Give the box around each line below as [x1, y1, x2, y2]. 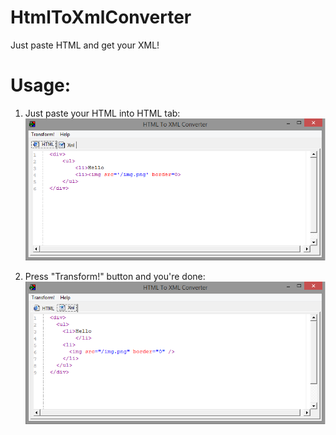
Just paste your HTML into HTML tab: [24, 107, 181, 119]
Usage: [10, 74, 72, 97]
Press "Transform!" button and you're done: [24, 271, 206, 283]
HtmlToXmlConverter [10, 6, 192, 29]
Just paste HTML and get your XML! [10, 39, 160, 51]
